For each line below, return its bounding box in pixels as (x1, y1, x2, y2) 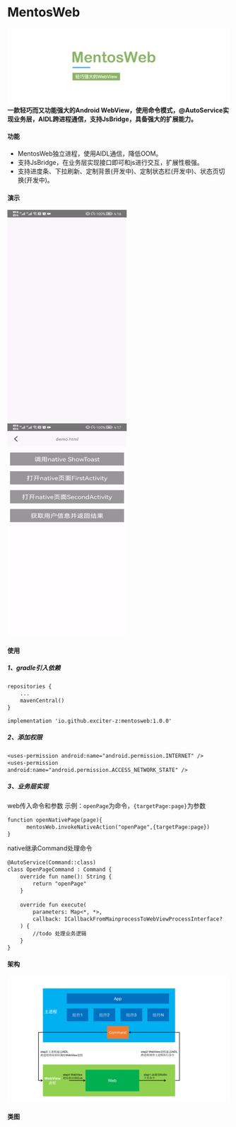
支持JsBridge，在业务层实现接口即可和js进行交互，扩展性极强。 (17, 158, 203, 166)
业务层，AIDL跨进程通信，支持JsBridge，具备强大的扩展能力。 (13, 115, 198, 123)
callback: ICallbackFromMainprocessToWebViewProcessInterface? (33, 915, 223, 923)
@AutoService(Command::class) (7, 859, 97, 866)
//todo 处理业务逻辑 (33, 930, 87, 937)
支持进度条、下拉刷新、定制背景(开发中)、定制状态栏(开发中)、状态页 (17, 167, 219, 175)
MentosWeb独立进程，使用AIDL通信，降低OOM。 (17, 149, 163, 158)
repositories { (7, 683, 52, 690)
